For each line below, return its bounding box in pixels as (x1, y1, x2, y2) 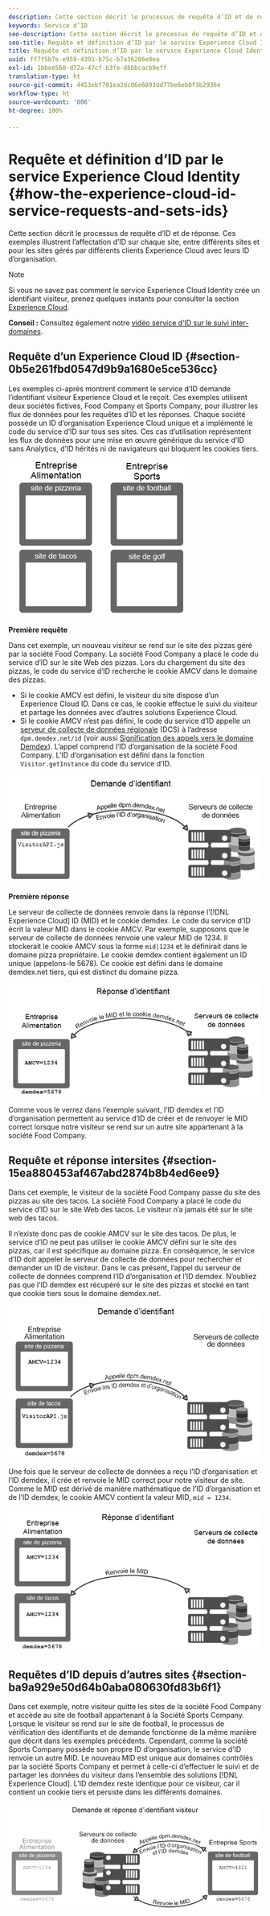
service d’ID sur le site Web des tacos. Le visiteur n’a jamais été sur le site (8, 1204, 253, 1215)
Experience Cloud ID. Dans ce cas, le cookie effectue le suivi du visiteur (19, 699, 258, 708)
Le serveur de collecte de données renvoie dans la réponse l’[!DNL (8, 907, 230, 917)
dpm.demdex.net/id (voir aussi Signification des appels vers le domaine (19, 733, 254, 742)
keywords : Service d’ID (8, 21, 88, 30)
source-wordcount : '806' (8, 97, 92, 106)
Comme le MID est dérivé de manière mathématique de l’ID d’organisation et (8, 1484, 261, 1493)
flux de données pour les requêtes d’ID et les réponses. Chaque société (8, 409, 246, 419)
